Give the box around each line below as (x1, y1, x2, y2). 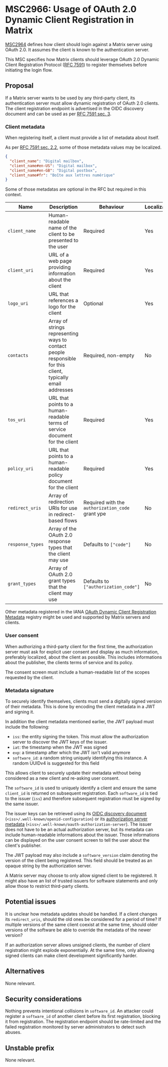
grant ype (83, 510, 106, 517)
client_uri (7, 268, 33, 273)
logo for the (48, 303, 76, 310)
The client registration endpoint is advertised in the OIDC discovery (5, 105, 144, 111)
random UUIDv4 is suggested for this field (12, 760, 99, 766)
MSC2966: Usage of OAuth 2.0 (5, 4, 136, 15)
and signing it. (5, 709, 34, 715)
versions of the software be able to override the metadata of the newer (5, 927, 151, 933)
